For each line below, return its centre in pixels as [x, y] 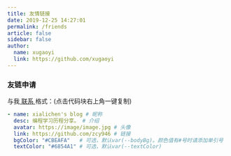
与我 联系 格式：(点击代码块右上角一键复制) [70, 101]
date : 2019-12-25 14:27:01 [47, 20]
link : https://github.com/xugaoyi [64, 59]
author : [19, 46]
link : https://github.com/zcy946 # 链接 [72, 134]
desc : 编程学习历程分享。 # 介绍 [56, 120]
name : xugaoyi [34, 53]
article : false [29, 33]
